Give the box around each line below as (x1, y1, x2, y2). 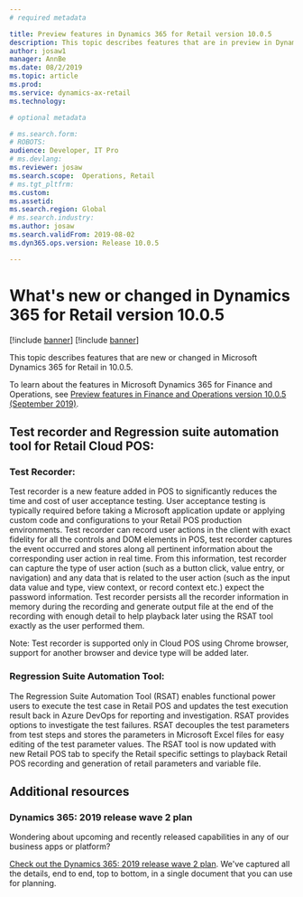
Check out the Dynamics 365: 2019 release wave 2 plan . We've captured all (9, 859, 290, 870)
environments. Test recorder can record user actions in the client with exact (9, 525, 291, 536)
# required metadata (9, 13, 87, 23)
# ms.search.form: (9, 129, 78, 138)
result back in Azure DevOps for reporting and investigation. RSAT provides (9, 710, 289, 721)
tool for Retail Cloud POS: (9, 438, 155, 453)
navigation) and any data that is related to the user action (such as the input (9, 573, 290, 584)
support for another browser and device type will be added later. (9, 648, 250, 659)
